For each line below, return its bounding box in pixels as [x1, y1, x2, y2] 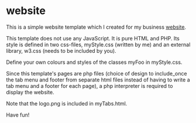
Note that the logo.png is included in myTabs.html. [6, 100, 128, 107]
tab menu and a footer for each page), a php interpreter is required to [6, 82, 173, 89]
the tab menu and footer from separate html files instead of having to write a [6, 76, 190, 83]
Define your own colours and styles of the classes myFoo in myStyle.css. [6, 59, 183, 66]
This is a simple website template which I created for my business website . [6, 23, 186, 30]
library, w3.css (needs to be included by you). [6, 47, 116, 54]
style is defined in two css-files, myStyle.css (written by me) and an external [6, 41, 191, 48]
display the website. [6, 88, 54, 95]
